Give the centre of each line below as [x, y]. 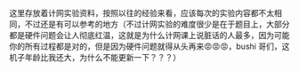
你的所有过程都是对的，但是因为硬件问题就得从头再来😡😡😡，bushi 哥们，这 [149, 46]
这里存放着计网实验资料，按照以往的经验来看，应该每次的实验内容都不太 [141, 13]
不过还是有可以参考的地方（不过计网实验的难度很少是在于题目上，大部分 [157, 24]
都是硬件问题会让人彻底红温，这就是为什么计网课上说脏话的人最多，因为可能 [149, 35]
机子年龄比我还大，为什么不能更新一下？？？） [95, 57]
